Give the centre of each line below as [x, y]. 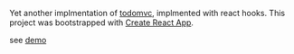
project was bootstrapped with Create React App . [102, 22]
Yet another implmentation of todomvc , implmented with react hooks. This [147, 13]
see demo [28, 40]
